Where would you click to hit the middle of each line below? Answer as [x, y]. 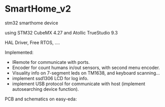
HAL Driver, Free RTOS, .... [32, 42]
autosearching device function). [45, 89]
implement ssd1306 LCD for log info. [50, 78]
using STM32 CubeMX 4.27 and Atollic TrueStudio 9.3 [61, 32]
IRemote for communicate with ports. [51, 62]
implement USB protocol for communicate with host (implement [79, 84]
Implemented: [19, 52]
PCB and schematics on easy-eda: [41, 99]
